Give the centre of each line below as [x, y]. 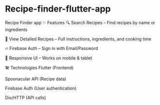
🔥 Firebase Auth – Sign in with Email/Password [52, 48]
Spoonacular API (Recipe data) [36, 79]
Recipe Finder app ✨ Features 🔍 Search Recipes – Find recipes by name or [80, 22]
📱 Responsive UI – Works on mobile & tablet [49, 58]
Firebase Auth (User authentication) [41, 88]
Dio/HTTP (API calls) [25, 97]
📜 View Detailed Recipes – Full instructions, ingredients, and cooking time [78, 39]
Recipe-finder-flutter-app [58, 9]
